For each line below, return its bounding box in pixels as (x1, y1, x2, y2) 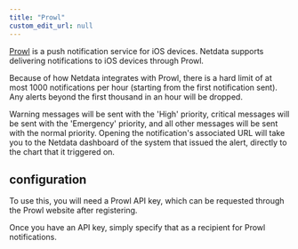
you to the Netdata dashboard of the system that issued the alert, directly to (9, 137, 287, 148)
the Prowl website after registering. (9, 205, 138, 216)
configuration (9, 172, 87, 187)
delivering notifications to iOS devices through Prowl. (9, 55, 205, 66)
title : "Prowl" (9, 12, 66, 22)
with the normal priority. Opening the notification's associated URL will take (9, 127, 286, 138)
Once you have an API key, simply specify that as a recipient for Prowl (9, 222, 266, 233)
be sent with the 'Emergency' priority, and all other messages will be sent (9, 117, 278, 129)
